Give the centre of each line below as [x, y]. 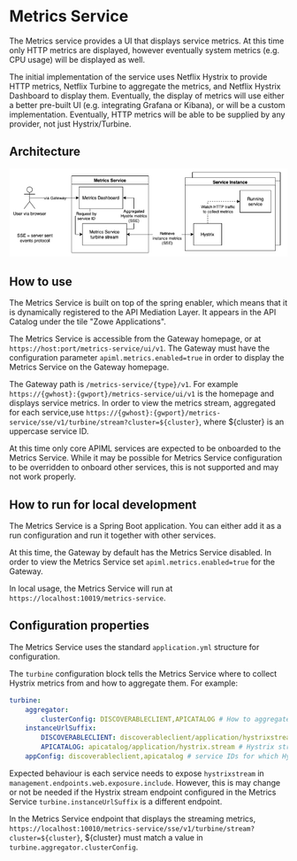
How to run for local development [103, 504]
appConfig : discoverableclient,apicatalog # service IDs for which [152, 756]
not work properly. [43, 477]
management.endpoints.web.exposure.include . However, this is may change [145, 782]
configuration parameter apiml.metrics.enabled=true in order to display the [147, 358]
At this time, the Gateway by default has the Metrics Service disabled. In [141, 552]
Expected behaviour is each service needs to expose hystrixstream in [137, 773]
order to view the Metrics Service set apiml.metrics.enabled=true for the [142, 562]
